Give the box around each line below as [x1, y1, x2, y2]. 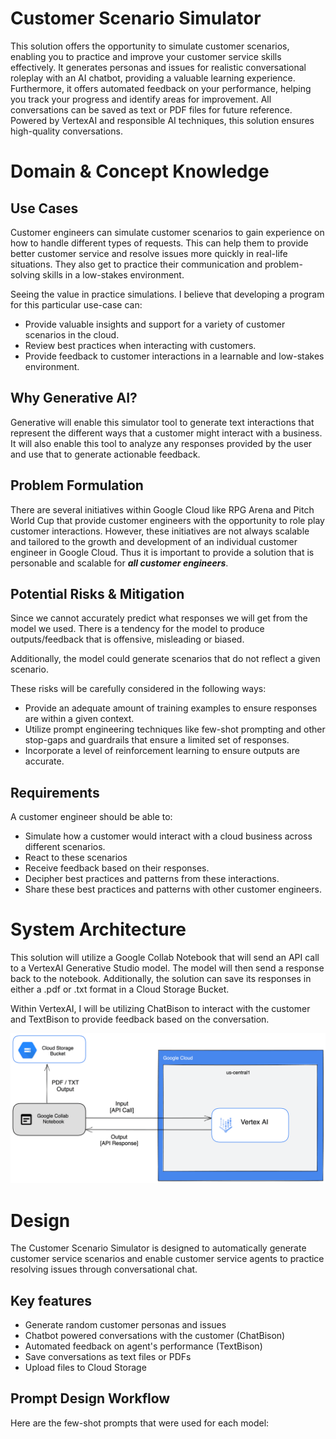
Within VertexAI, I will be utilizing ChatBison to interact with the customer [10, 1003, 311, 1015]
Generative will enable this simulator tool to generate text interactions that [10, 416, 315, 428]
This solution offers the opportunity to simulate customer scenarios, [10, 40, 290, 52]
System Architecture [10, 918, 187, 941]
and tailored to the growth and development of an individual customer [10, 535, 298, 547]
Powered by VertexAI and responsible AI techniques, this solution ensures [10, 114, 315, 126]
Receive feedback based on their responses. [24, 862, 210, 874]
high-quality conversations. [10, 125, 123, 137]
